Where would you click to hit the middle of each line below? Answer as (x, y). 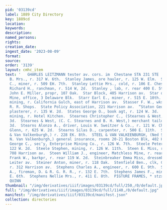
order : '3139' (20, 65)
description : (19, 33)
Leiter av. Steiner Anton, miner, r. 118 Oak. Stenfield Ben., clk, (84, 162)
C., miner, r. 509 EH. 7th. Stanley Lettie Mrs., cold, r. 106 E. (81, 84)
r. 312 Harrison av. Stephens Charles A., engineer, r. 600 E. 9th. (83, 167)
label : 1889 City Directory (34, 14)
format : (13, 56)
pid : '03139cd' (21, 10)
